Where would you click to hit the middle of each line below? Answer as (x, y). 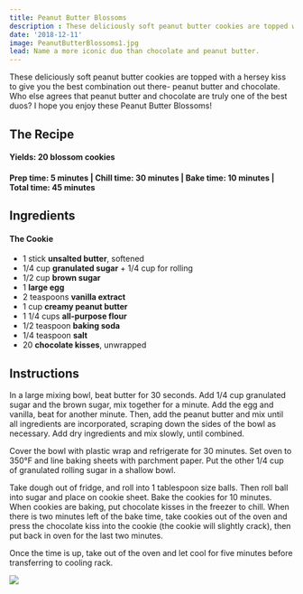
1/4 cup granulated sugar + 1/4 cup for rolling (108, 268)
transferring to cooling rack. (61, 563)
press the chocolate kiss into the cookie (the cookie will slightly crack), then (150, 526)
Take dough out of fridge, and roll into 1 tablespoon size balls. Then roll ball (149, 487)
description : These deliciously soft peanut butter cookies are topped (149, 26)
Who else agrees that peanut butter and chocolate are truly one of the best (148, 97)
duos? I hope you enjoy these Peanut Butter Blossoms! (110, 106)
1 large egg (43, 288)
